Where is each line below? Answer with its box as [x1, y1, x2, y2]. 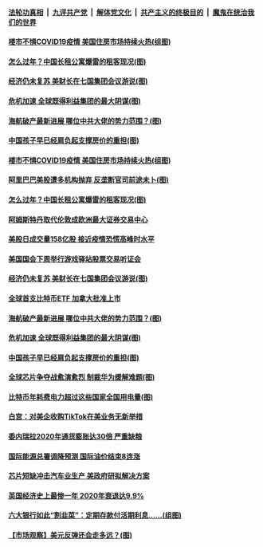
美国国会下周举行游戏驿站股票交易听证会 [8, 254, 141, 263]
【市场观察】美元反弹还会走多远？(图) [8, 530, 133, 540]
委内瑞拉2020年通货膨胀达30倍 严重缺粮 [8, 431, 143, 442]
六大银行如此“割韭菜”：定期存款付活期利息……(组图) [8, 510, 182, 520]
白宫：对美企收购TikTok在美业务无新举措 [8, 411, 143, 422]
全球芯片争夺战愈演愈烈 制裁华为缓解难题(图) [8, 372, 155, 382]
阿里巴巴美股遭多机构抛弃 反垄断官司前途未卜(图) [8, 175, 169, 185]
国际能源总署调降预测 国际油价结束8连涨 [8, 451, 141, 461]
